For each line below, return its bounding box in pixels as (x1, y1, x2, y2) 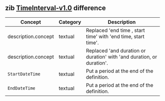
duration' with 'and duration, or (85, 53, 157, 60)
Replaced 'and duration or (85, 47, 146, 54)
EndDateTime (7, 85, 36, 91)
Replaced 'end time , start (85, 27, 145, 34)
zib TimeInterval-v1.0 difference (5, 4, 106, 12)
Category (58, 18, 82, 25)
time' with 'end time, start (85, 33, 145, 40)
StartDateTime (7, 71, 41, 77)
